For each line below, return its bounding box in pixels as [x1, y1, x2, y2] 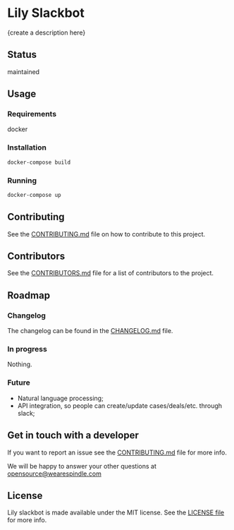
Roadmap [7, 289, 51, 301]
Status [7, 49, 37, 61]
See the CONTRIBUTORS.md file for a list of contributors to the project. [7, 269, 214, 277]
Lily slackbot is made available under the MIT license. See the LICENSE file [7, 508, 225, 517]
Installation [7, 143, 47, 152]
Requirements [7, 109, 57, 119]
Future [7, 378, 30, 387]
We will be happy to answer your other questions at [7, 462, 157, 470]
